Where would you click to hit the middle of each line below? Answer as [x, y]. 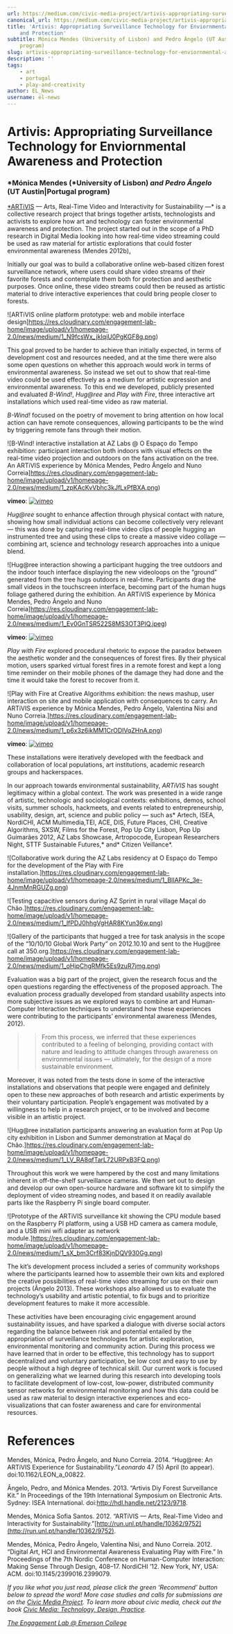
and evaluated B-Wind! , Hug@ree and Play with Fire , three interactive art [111, 394]
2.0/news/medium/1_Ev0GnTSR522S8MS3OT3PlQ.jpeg [86, 624]
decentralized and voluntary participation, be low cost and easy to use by [112, 1361]
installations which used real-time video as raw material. [88, 402]
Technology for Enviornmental [96, 147]
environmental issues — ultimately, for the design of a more [127, 1059]
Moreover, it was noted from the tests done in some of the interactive [106, 1080]
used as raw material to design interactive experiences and [92, 1398]
